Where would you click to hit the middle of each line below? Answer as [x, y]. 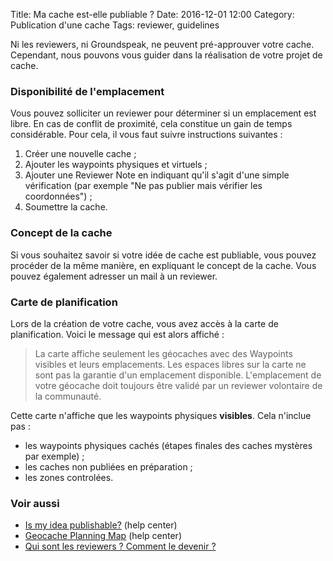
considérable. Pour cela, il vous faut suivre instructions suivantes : [146, 135]
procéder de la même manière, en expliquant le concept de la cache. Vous [163, 265]
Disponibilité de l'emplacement [87, 91]
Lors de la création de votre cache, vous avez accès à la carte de [144, 323]
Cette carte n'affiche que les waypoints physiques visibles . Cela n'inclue [161, 415]
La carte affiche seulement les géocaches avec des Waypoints [163, 353]
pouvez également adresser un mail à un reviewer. [114, 276]
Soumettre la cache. [66, 207]
